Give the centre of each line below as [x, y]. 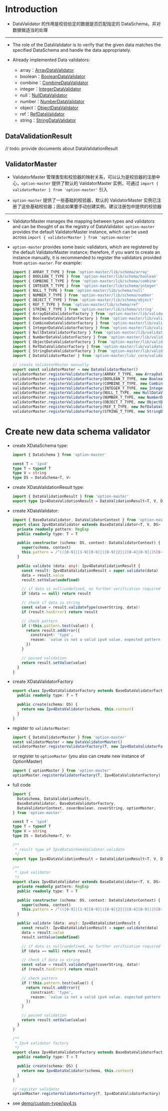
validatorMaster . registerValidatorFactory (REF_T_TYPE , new [75, 407]
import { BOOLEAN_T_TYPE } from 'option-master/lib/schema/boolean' [85, 277]
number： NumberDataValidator [52, 101]
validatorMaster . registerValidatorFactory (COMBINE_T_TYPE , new [80, 384]
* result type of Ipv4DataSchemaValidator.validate [70, 849]
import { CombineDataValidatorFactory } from [60, 323]
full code [21, 785]
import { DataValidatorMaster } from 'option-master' [69, 737]
